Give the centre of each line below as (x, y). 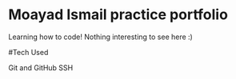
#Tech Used (28, 52)
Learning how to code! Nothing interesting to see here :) (101, 37)
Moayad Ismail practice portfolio (118, 15)
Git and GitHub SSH (41, 67)
